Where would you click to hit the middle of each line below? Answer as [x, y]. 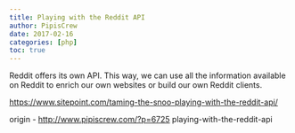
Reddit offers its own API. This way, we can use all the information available [148, 75]
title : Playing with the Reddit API [77, 17]
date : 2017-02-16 [41, 34]
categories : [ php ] [43, 42]
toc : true [28, 51]
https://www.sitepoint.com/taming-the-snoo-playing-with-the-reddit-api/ [144, 102]
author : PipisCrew [43, 26]
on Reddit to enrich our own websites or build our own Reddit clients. [136, 85]
